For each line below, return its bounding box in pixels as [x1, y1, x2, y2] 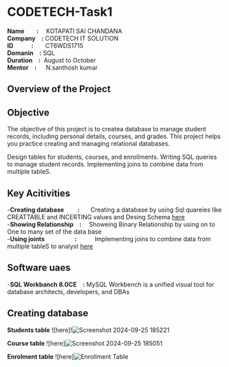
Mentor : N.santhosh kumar [7, 63, 98, 71]
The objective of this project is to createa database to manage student [7, 125, 206, 133]
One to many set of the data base [7, 227, 102, 236]
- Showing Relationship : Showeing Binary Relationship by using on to [7, 220, 215, 228]
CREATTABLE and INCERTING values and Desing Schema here [7, 212, 185, 221]
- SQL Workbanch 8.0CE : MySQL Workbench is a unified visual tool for [7, 280, 215, 289]
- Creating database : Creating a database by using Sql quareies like [7, 205, 222, 214]
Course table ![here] [7, 339, 65, 347]
